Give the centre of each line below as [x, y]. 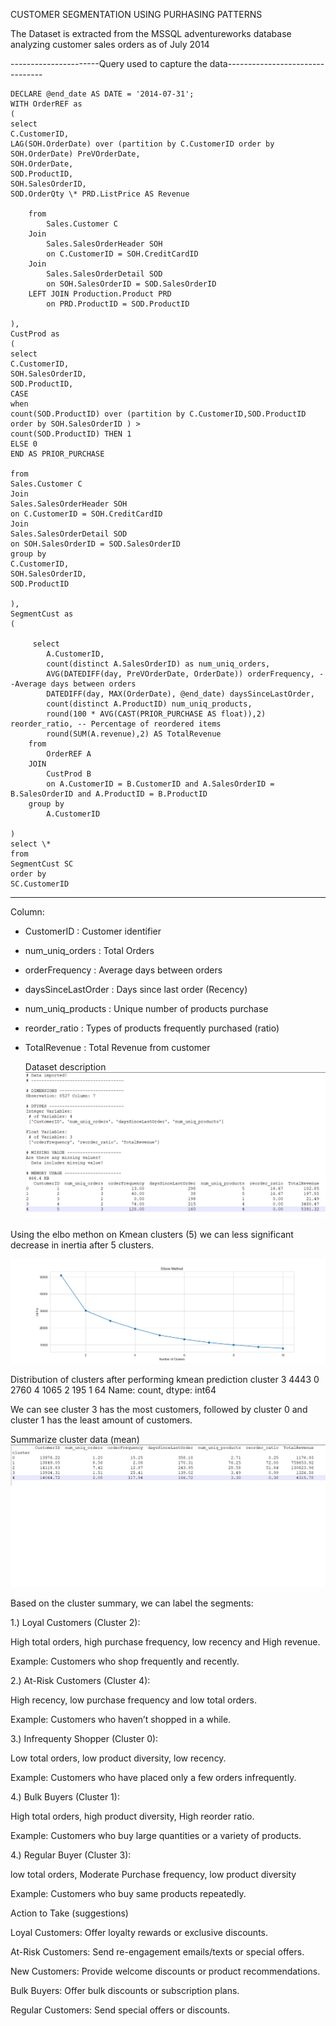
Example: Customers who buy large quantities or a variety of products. [156, 1836]
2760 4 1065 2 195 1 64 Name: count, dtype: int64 [113, 1390]
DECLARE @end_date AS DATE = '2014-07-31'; [102, 94]
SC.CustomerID [40, 884]
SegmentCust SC [42, 864]
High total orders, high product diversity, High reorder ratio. [132, 1816]
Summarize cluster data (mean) [75, 1440]
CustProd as [35, 334]
